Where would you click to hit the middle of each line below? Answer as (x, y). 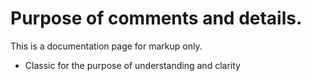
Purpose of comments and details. (156, 18)
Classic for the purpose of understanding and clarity (132, 65)
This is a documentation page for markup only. (106, 46)
